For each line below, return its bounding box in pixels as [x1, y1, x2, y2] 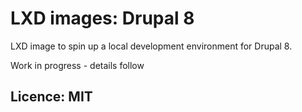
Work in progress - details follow [10, 59, 145, 71]
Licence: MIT [10, 88, 93, 106]
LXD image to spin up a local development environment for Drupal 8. [10, 40, 293, 52]
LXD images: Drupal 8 [10, 7, 195, 30]
